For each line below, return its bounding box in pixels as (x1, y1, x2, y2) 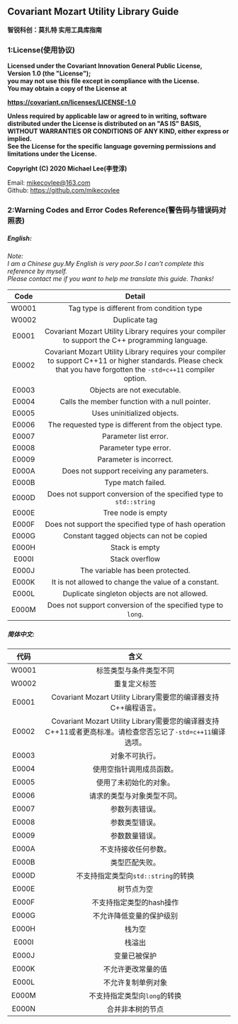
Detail (125, 292, 146, 301)
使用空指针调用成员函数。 (92, 764, 178, 774)
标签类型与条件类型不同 (96, 665, 175, 675)
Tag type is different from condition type (68, 304, 203, 313)
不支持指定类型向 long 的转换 (89, 991, 182, 1001)
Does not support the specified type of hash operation (45, 519, 226, 529)
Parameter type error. (98, 443, 171, 452)
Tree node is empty (103, 508, 168, 518)
